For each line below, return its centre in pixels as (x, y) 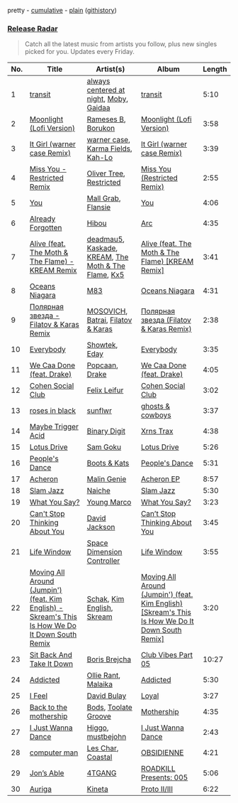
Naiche (99, 491)
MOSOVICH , (107, 311)
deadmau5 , (106, 239)
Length (215, 69)
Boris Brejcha (109, 659)
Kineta (97, 789)
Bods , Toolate (109, 708)
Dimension (104, 552)
